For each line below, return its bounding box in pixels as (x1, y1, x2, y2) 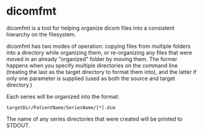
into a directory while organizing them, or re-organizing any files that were (6, 49, 193, 56)
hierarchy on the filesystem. (6, 30, 77, 38)
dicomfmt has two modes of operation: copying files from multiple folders (6, 42, 191, 50)
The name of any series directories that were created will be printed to (6, 115, 183, 122)
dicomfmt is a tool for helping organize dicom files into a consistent (6, 24, 175, 32)
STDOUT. (6, 121, 30, 129)
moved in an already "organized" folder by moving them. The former (6, 55, 177, 62)
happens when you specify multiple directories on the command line (6, 62, 178, 69)
